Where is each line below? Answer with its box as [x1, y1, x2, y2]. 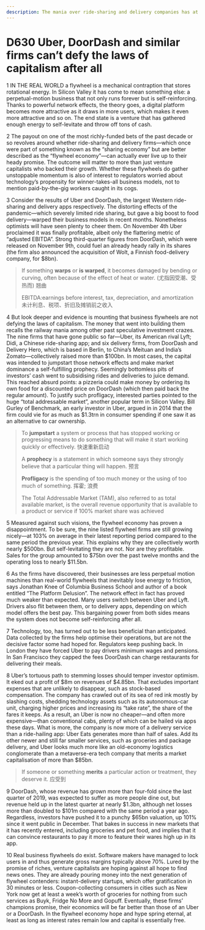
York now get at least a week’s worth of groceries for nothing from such [6, 890, 188, 898]
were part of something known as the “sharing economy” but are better [6, 145, 187, 153]
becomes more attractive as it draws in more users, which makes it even [6, 108, 189, 115]
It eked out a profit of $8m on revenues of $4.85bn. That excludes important [6, 678, 199, 685]
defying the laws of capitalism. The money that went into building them [6, 319, 185, 327]
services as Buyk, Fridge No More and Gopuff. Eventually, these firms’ [6, 897, 184, 904]
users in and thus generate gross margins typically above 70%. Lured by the [6, 858, 199, 865]
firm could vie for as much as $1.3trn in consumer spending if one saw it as [6, 411, 196, 418]
